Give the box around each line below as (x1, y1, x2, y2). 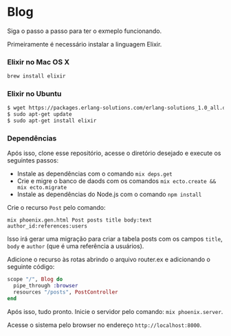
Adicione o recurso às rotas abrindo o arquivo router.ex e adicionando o (7, 255, 211, 264)
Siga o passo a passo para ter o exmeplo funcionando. (7, 27, 162, 35)
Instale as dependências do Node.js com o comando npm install (16, 190, 202, 199)
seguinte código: (7, 263, 55, 271)
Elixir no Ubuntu (7, 89, 62, 99)
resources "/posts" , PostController (13, 289, 118, 296)
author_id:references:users (7, 223, 88, 230)
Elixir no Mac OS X (7, 57, 70, 67)
